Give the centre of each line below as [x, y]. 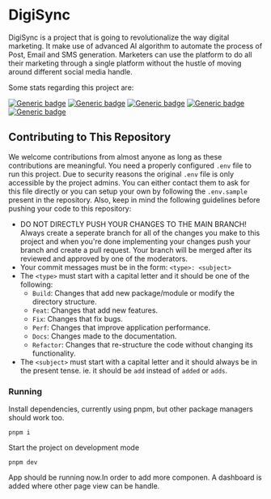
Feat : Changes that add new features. [95, 310]
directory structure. [64, 301]
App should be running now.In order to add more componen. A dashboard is [135, 478]
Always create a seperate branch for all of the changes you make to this [140, 232]
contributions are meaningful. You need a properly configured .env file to [130, 165]
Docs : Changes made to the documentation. [104, 336]
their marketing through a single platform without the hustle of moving [125, 63]
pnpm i [19, 433]
